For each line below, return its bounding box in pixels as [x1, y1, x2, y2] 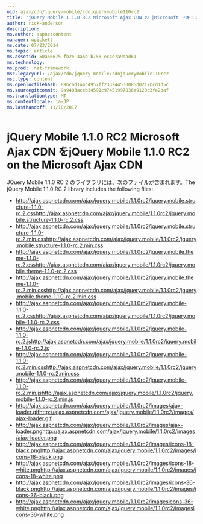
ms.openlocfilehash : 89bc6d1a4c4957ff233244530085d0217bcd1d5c [7, 82, 169, 88]
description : [7, 25, 40, 32]
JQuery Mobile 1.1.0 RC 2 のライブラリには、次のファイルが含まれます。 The [7, 178, 195, 186]
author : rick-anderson [7, 20, 64, 26]
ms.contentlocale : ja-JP [7, 98, 69, 104]
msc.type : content [7, 76, 53, 82]
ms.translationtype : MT [7, 93, 67, 99]
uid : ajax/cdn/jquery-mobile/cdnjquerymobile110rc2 [7, 8, 139, 15]
